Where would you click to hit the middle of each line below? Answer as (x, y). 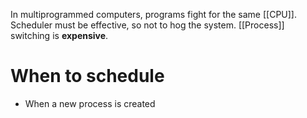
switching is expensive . (59, 35)
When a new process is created (90, 103)
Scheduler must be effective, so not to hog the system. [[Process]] (147, 25)
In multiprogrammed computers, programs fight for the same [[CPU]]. (154, 14)
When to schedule (87, 76)
